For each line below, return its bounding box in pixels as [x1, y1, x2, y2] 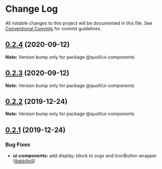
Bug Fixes [5, 141, 31, 148]
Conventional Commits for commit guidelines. [5, 25, 102, 31]
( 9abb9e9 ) [12, 158, 36, 164]
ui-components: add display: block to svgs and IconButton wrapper [12, 153, 157, 159]
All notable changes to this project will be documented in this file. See [5, 20, 153, 26]
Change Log [5, 3, 58, 15]
